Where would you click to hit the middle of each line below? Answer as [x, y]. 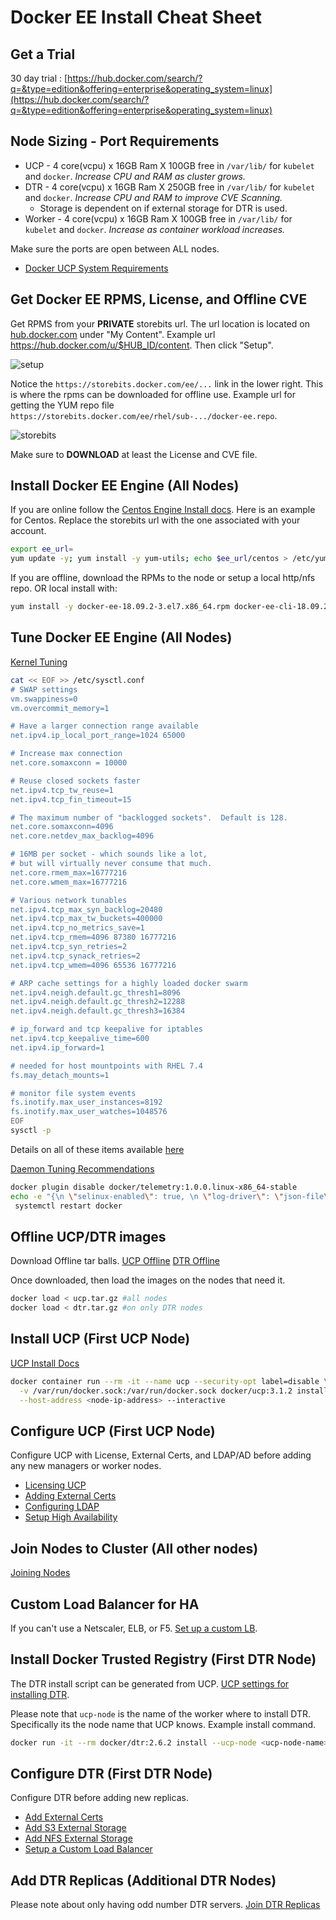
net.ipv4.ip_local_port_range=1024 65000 [98, 736]
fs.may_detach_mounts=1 [60, 1075]
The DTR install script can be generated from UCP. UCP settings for [150, 1683]
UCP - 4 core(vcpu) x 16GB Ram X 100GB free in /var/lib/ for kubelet [169, 165]
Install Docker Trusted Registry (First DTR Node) [163, 1659]
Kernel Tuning [39, 662]
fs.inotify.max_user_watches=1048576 [89, 1112]
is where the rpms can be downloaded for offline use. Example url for [153, 394]
